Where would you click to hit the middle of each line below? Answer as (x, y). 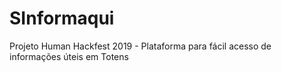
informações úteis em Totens (69, 56)
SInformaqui (62, 18)
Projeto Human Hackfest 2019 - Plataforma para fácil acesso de (140, 46)
